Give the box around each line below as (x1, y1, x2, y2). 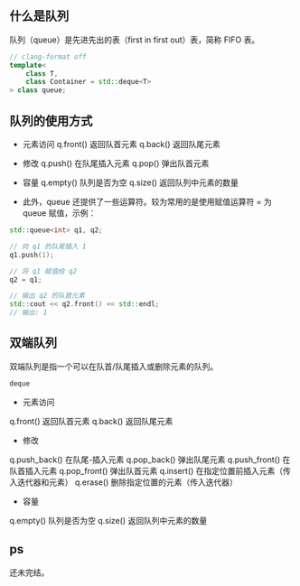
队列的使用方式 (9, 113, 93, 128)
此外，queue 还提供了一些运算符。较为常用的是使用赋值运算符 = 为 (22, 197, 273, 207)
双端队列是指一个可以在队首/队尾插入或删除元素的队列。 (9, 360, 219, 372)
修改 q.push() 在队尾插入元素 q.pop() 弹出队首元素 (22, 158, 210, 169)
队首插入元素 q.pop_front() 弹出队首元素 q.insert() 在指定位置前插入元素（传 (9, 465, 292, 476)
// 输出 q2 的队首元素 (9, 292, 86, 301)
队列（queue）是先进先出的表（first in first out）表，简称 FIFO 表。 (9, 34, 260, 45)
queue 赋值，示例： (22, 208, 97, 219)
